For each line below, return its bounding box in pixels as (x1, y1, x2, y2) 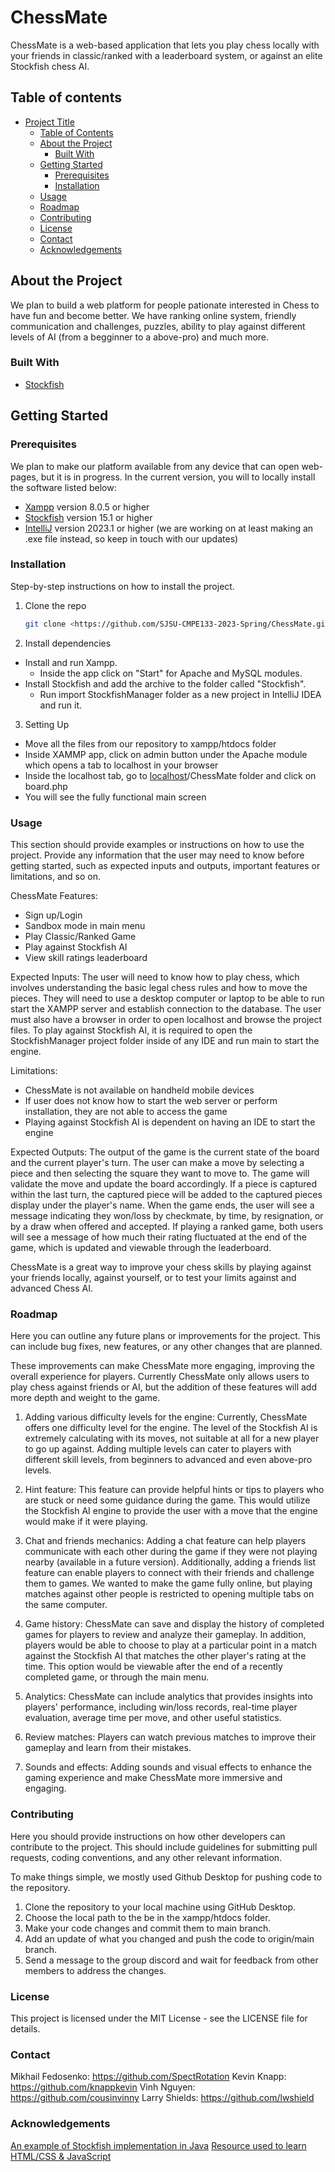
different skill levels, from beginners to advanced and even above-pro (24, 1454, 313, 1466)
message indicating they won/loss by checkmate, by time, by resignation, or (10, 1210, 324, 1222)
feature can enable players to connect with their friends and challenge (24, 1567, 315, 1579)
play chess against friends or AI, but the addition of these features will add (10, 1381, 317, 1393)
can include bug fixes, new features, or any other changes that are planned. (10, 1341, 323, 1353)
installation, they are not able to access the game (24, 1106, 228, 1118)
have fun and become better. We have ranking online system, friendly (10, 309, 297, 321)
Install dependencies (24, 637, 112, 649)
